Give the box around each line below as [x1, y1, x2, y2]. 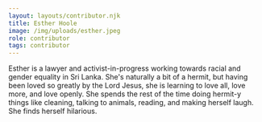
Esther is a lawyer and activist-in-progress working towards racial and [8, 63, 241, 73]
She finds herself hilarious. [8, 106, 98, 116]
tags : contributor [8, 42, 70, 50]
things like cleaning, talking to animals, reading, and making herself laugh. [8, 98, 254, 108]
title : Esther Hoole [8, 19, 78, 27]
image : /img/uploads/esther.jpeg [8, 26, 121, 35]
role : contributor [8, 34, 70, 43]
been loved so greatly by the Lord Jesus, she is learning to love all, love [8, 81, 246, 91]
